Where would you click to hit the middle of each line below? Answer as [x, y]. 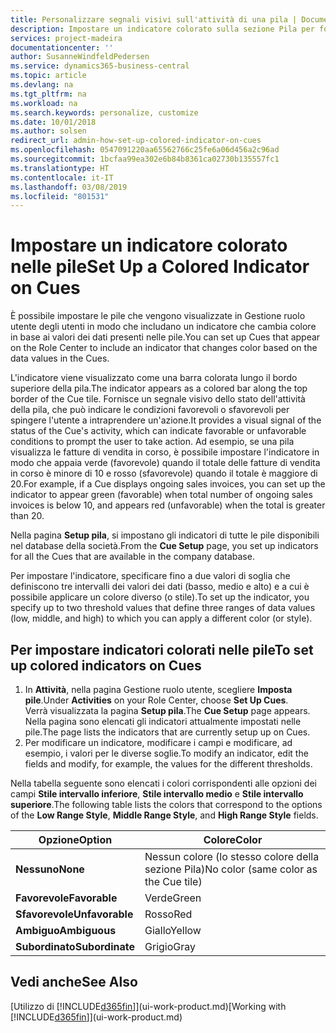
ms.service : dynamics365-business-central [100, 66]
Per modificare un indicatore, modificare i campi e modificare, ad [158, 742]
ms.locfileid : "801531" [60, 196]
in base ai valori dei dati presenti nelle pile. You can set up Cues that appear [165, 337]
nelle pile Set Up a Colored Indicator [160, 267]
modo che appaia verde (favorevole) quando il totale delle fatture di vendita [165, 463]
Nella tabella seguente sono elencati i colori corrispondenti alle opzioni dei [163, 783]
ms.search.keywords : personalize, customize [104, 112]
